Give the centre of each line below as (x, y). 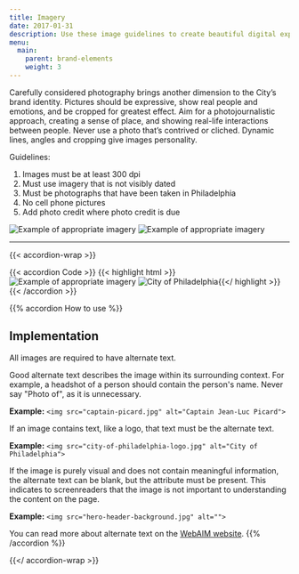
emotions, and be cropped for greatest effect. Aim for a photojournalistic (142, 111)
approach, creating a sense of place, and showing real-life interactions (139, 120)
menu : (19, 42)
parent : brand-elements (69, 59)
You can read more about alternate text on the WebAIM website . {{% (135, 533)
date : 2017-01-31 (41, 26)
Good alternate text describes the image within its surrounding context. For (147, 375)
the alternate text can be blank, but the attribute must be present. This (138, 480)
